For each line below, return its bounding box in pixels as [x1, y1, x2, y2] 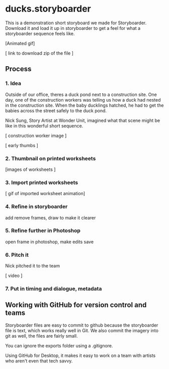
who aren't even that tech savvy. [5, 357, 73, 364]
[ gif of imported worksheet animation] [5, 191, 86, 197]
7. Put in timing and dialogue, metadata [5, 285, 102, 292]
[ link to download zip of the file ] [5, 50, 74, 56]
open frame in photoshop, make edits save [5, 239, 94, 245]
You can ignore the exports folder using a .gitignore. [5, 342, 113, 349]
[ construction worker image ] [5, 132, 67, 139]
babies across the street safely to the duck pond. [5, 107, 107, 114]
